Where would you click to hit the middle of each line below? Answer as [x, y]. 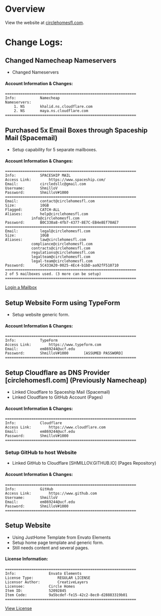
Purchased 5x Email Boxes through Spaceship [76, 130]
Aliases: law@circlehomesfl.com [46, 240]
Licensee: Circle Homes [40, 586]
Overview [25, 9]
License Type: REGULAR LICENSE [48, 578]
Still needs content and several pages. [50, 547]
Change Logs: [34, 42]
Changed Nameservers [35, 72]
